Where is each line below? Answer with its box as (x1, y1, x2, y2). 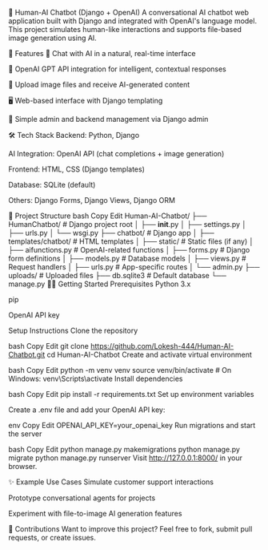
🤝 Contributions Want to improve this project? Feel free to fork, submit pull (8, 524, 253, 533)
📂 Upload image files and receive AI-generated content (8, 80, 190, 89)
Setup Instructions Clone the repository (8, 326, 138, 335)
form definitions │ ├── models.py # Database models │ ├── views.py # (8, 253, 246, 263)
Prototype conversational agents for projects (8, 493, 156, 503)
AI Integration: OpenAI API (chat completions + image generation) (8, 149, 225, 158)
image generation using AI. (8, 33, 98, 42)
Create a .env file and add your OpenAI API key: (8, 405, 166, 415)
